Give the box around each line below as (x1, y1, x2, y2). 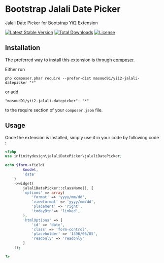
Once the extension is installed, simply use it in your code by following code (5, 134, 159, 140)
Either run (5, 66, 25, 72)
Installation (5, 43, 40, 52)
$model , (23, 167, 38, 172)
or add (5, 89, 19, 95)
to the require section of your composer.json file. (5, 107, 103, 113)
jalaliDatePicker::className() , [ (23, 186, 94, 190)
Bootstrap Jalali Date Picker (5, 3, 121, 15)
